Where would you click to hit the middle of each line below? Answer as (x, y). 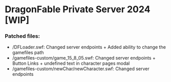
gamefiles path (28, 52)
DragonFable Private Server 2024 (78, 9)
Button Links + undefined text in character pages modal (71, 63)
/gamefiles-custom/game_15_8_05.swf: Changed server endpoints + (84, 58)
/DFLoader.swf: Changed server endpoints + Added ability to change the (89, 47)
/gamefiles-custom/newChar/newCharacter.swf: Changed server (81, 69)
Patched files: (23, 36)
